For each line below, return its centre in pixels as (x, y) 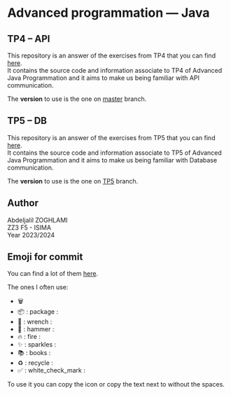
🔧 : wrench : (35, 322)
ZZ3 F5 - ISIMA (29, 227)
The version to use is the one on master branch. (77, 99)
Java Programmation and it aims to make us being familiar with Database (112, 160)
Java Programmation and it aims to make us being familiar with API (103, 78)
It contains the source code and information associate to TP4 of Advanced (115, 70)
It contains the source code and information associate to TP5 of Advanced (114, 153)
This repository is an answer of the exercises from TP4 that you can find (111, 55)
